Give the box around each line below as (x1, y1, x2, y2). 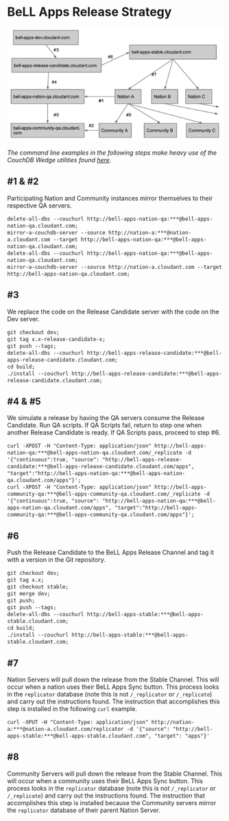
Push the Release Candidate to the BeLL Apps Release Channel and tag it (7, 548, 215, 557)
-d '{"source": (126, 726, 170, 733)
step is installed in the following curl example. (7, 705, 137, 713)
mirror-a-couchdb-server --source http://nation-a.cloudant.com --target (7, 263, 223, 270)
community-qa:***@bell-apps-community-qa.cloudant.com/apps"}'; (7, 512, 195, 518)
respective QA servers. (7, 201, 72, 210)
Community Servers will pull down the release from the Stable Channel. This (7, 769, 223, 778)
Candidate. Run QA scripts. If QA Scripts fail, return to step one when (7, 421, 202, 430)
